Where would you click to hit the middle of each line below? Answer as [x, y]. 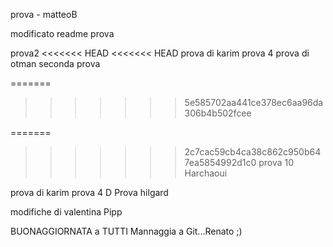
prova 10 [276, 162]
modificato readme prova [62, 33]
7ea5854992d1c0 [220, 162]
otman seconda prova [55, 63]
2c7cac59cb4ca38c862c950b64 [253, 152]
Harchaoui [206, 173]
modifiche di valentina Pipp [66, 212]
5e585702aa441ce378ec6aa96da [254, 102]
